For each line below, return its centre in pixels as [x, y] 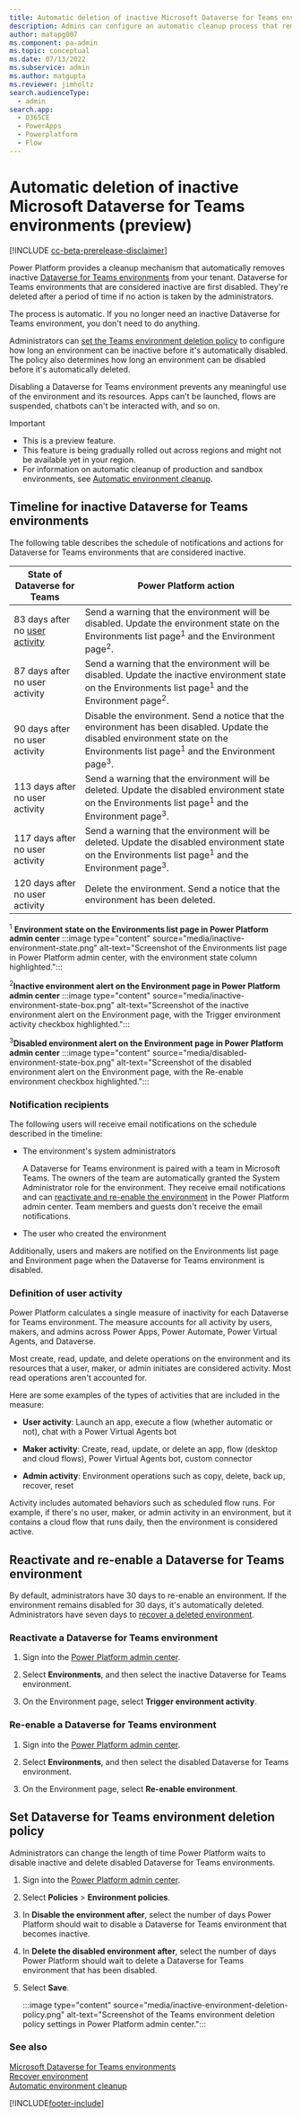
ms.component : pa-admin [54, 43]
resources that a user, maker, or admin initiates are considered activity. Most [150, 1368]
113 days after [45, 786]
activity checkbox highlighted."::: [69, 1024]
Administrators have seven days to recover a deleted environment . [132, 1615]
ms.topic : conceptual [50, 51]
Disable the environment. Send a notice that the [185, 716]
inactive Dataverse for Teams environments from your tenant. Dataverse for [149, 277]
